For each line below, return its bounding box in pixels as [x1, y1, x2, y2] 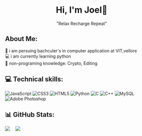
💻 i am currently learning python [5, 53, 71, 59]
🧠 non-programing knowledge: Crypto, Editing [5, 60, 98, 66]
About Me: [5, 35, 38, 43]
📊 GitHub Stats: [5, 110, 55, 119]
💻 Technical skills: [5, 75, 63, 84]
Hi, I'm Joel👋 [55, 4, 108, 16]
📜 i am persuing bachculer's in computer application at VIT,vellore [5, 47, 137, 53]
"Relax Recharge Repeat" [56, 21, 107, 26]
